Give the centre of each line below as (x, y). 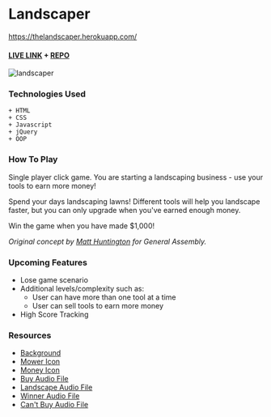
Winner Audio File (50, 396)
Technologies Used (47, 94)
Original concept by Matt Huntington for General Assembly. (108, 241)
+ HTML (19, 111)
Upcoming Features (48, 262)
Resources (30, 335)
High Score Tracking (54, 315)
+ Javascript (30, 125)
